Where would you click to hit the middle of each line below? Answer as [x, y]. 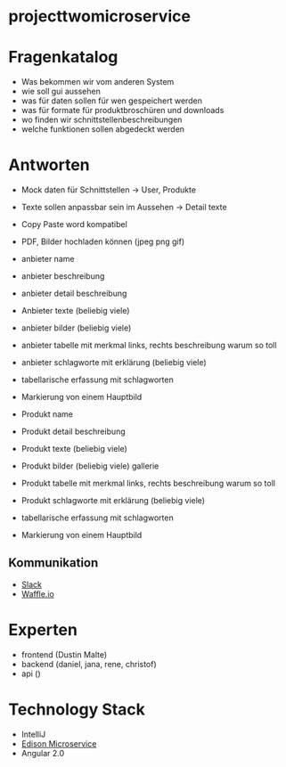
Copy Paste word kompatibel [74, 224]
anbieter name [48, 259]
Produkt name [47, 414]
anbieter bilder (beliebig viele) [76, 328]
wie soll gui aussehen [61, 92]
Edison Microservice [59, 743]
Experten [43, 630]
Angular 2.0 [43, 753]
